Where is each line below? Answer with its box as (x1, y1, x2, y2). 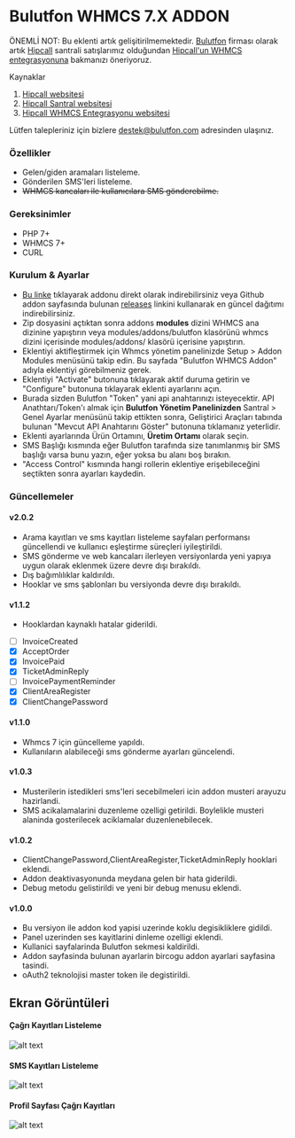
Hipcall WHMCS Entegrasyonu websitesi (21, 107, 170, 118)
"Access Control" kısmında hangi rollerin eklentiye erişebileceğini (21, 458, 260, 469)
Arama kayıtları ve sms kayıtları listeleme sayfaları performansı (21, 532, 251, 542)
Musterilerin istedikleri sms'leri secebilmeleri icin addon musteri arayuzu (21, 786, 286, 797)
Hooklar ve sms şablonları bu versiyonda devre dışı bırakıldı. (21, 579, 242, 589)
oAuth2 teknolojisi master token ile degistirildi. (21, 970, 190, 980)
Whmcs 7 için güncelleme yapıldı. (21, 737, 144, 747)
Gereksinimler (9, 208, 72, 221)
